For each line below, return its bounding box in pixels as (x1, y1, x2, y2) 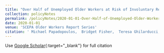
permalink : (5, 16, 27, 21)
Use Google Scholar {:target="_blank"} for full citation (5, 43, 112, 48)
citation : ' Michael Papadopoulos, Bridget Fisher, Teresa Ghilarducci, (5, 29, 161, 34)
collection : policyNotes (5, 12, 56, 16)
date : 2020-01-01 (5, 20, 41, 26)
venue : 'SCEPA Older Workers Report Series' (5, 25, 97, 30)
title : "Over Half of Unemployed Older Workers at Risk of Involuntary (5, 7, 154, 12)
